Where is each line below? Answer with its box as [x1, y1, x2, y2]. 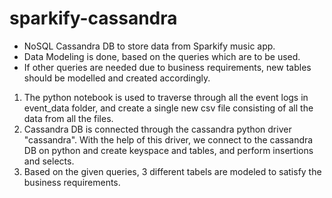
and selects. [23, 155, 75, 167]
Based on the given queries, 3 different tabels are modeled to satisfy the [23, 165, 322, 177]
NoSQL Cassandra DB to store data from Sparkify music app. [23, 40, 276, 52]
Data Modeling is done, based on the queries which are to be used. [23, 50, 301, 62]
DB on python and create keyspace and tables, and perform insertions [23, 144, 314, 156]
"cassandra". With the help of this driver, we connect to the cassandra [23, 133, 314, 146]
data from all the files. [23, 112, 114, 124]
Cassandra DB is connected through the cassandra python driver [23, 123, 292, 135]
